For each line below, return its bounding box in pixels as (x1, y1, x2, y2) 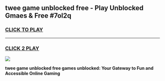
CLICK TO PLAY (5, 27, 43, 33)
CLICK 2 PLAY (5, 45, 39, 52)
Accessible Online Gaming (5, 70, 60, 76)
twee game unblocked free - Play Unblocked (5, 4, 144, 12)
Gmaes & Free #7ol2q (5, 12, 72, 20)
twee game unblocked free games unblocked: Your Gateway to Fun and (5, 65, 154, 71)
